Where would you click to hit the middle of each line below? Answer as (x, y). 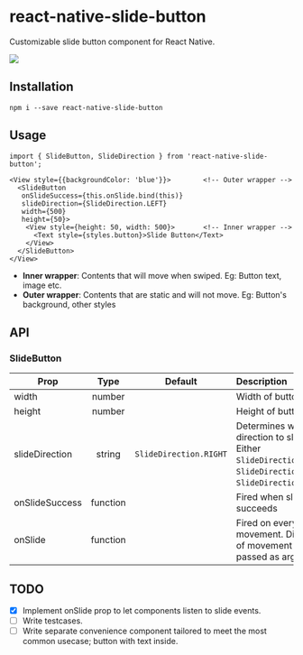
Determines (261, 426)
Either (248, 448)
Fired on (253, 523)
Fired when (260, 497)
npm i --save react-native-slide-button (87, 107)
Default (181, 382)
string (108, 455)
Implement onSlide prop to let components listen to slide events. (142, 611)
